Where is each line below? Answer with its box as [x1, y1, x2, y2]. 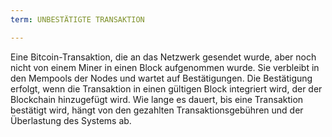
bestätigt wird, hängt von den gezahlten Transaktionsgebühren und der [10, 104, 304, 116]
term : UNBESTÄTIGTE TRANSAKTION [10, 14, 145, 25]
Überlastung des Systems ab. [10, 114, 132, 126]
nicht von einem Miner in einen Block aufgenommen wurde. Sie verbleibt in [10, 61, 320, 73]
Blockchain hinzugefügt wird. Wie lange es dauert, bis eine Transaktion [10, 93, 304, 105]
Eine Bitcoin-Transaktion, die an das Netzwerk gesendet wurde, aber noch [10, 51, 317, 63]
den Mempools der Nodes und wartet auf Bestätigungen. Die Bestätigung [10, 72, 313, 84]
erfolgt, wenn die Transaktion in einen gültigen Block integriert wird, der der [10, 82, 323, 95]
